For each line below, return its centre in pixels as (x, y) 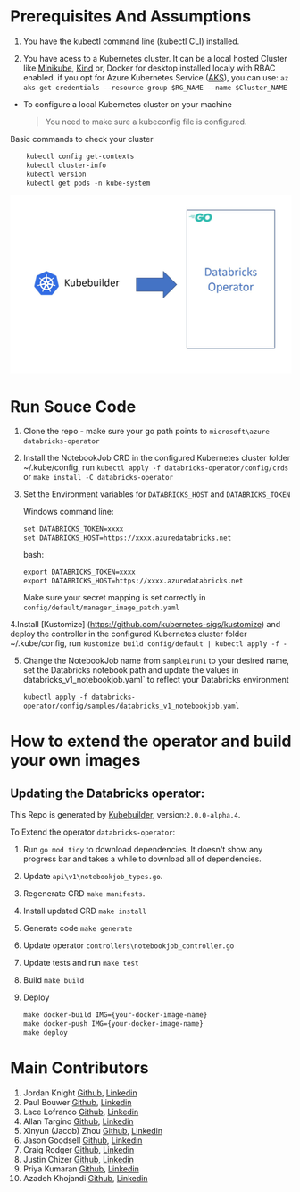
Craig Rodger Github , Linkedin (79, 1150)
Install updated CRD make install (85, 911)
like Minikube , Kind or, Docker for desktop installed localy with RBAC (149, 68)
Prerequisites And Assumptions (131, 17)
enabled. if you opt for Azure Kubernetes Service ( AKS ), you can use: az (156, 77)
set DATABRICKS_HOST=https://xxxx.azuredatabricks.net (127, 538)
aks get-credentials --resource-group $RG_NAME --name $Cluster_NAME (155, 88)
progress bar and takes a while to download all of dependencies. (142, 859)
